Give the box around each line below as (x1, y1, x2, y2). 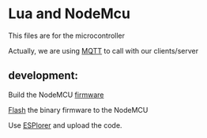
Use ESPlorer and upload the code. (8, 120, 122, 130)
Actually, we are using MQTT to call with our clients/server (8, 46, 199, 55)
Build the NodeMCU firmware (8, 90, 104, 99)
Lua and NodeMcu (8, 5, 130, 23)
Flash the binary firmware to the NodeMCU (8, 105, 149, 114)
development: (8, 69, 79, 83)
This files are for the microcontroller (8, 31, 125, 40)
